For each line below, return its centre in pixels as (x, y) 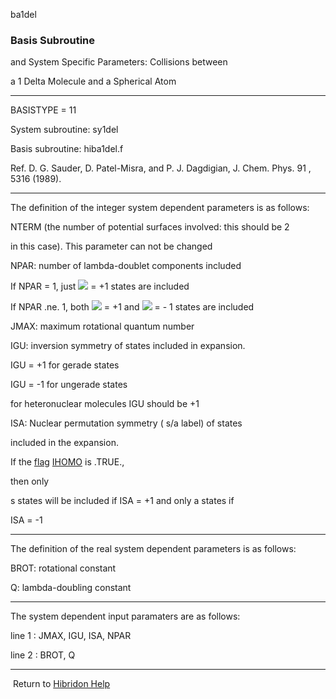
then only (30, 481)
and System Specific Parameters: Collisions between (119, 62)
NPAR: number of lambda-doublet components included (126, 266)
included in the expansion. (64, 443)
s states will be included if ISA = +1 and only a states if (122, 501)
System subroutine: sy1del (64, 130)
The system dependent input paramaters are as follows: (125, 616)
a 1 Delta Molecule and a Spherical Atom (93, 81)
